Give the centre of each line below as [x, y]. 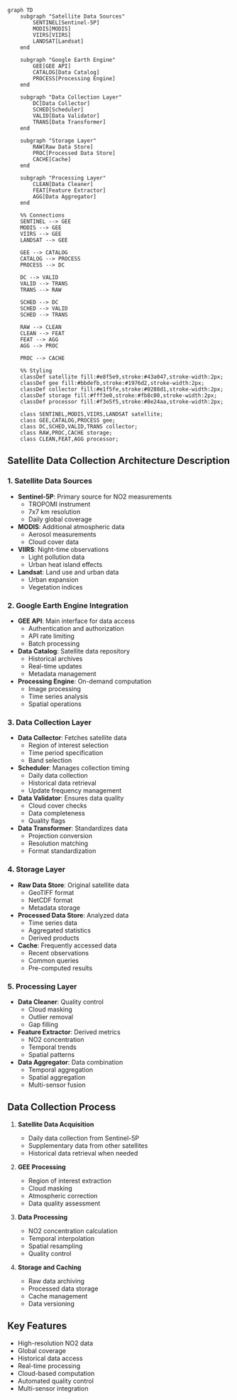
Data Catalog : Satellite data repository [73, 651]
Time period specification [66, 753]
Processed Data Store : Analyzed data [73, 915]
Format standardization [62, 851]
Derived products [54, 938]
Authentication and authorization [76, 628]
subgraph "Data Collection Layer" [71, 97]
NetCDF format [50, 900]
